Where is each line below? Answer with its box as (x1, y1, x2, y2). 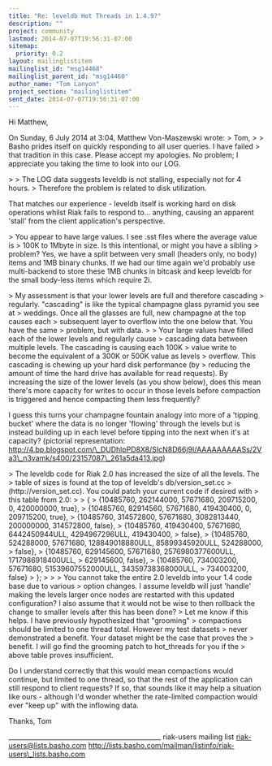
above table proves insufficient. (8, 651, 114, 660)
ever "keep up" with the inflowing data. (8, 700, 140, 711)
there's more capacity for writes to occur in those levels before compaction (8, 386, 261, 396)
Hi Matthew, (8, 117, 49, 127)
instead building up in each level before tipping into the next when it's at (8, 427, 250, 437)
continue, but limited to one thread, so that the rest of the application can (8, 675, 253, 685)
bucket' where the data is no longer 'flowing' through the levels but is (8, 419, 241, 429)
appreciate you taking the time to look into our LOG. (8, 159, 181, 169)
